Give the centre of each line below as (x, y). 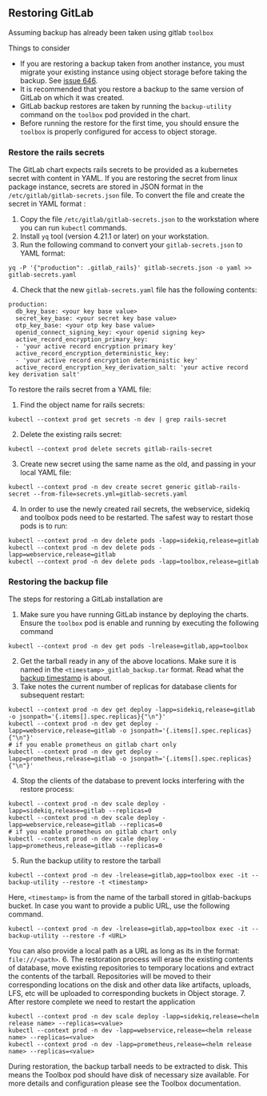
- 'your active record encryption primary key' (96, 347)
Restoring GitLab (51, 13)
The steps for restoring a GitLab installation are (86, 599)
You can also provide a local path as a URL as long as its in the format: (124, 951)
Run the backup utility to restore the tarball (90, 861)
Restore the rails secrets (57, 152)
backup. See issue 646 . (59, 80)
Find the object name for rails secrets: (82, 405)
